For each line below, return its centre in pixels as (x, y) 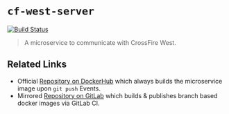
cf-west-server (51, 11)
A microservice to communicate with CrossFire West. (100, 42)
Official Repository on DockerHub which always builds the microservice (120, 81)
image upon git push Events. (59, 88)
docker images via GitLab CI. (58, 103)
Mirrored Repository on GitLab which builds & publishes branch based (117, 95)
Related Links (37, 65)
